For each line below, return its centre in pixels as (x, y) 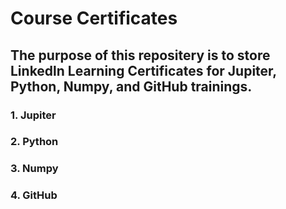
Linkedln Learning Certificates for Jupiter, (143, 70)
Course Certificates (94, 18)
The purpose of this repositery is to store (140, 55)
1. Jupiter (33, 115)
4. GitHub (34, 195)
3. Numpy (34, 169)
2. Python (34, 142)
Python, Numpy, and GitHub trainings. (131, 86)
